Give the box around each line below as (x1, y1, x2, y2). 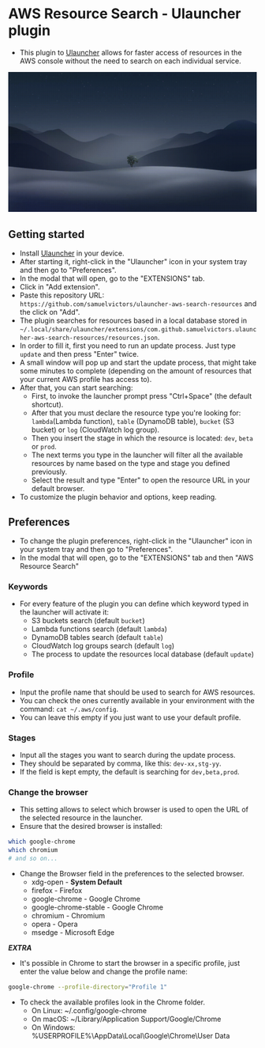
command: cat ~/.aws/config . (19, 704, 119, 713)
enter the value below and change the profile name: (19, 967, 188, 976)
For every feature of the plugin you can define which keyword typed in (19, 599, 249, 609)
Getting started (8, 227, 85, 241)
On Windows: (31, 1022, 76, 1032)
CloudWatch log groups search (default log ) (31, 641, 175, 651)
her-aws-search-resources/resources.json (19, 334, 158, 342)
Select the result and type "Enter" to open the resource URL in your (31, 475, 251, 485)
